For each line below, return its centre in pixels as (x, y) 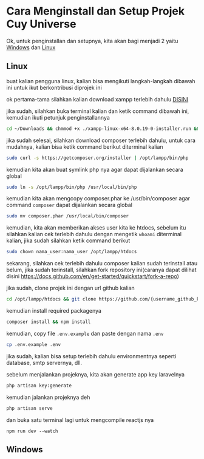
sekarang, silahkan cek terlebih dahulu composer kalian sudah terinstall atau (102, 263)
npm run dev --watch (32, 431)
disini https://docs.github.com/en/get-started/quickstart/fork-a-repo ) (93, 276)
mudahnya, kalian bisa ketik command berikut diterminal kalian (85, 146)
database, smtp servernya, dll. (44, 362)
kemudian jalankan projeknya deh (48, 397)
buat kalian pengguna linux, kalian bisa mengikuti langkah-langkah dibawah (101, 81)
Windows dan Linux (31, 47)
